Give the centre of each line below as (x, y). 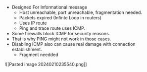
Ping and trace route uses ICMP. (52, 28)
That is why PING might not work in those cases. (61, 39)
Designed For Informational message (49, 7)
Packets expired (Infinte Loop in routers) (60, 18)
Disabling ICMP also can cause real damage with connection (73, 44)
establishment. (27, 49)
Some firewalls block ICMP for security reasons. (61, 34)
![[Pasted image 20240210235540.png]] (46, 64)
